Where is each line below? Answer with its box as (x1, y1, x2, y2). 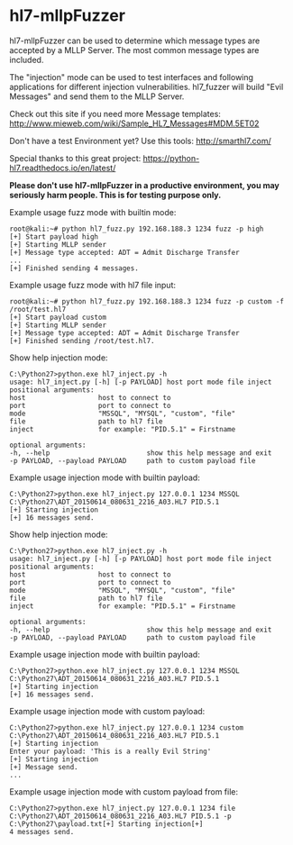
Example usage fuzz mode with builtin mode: (9, 206, 177, 217)
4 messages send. (9, 827, 75, 836)
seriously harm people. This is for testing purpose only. (9, 189, 222, 200)
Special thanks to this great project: (9, 152, 142, 163)
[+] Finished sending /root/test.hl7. (9, 336, 155, 345)
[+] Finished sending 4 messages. (9, 263, 140, 273)
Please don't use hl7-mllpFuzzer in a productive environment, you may (9, 179, 279, 190)
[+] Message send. (9, 762, 78, 771)
